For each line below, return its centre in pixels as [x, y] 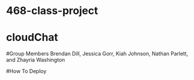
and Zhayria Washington [36, 60]
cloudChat [32, 38]
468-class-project [52, 11]
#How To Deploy [26, 71]
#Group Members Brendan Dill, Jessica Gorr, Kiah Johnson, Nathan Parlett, [97, 54]
